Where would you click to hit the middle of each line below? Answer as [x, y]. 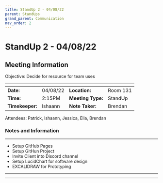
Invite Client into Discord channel [45, 156]
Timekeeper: [22, 106]
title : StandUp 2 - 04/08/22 [34, 9]
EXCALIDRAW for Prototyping [41, 166]
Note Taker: [83, 106]
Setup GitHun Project [33, 151]
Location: [80, 91]
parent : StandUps [23, 14]
